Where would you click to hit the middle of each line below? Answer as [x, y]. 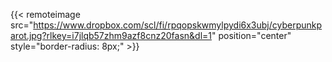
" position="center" [251, 35]
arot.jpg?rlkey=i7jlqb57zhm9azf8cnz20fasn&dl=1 [111, 35]
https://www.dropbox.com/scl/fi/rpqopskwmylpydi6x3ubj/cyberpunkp [178, 25]
